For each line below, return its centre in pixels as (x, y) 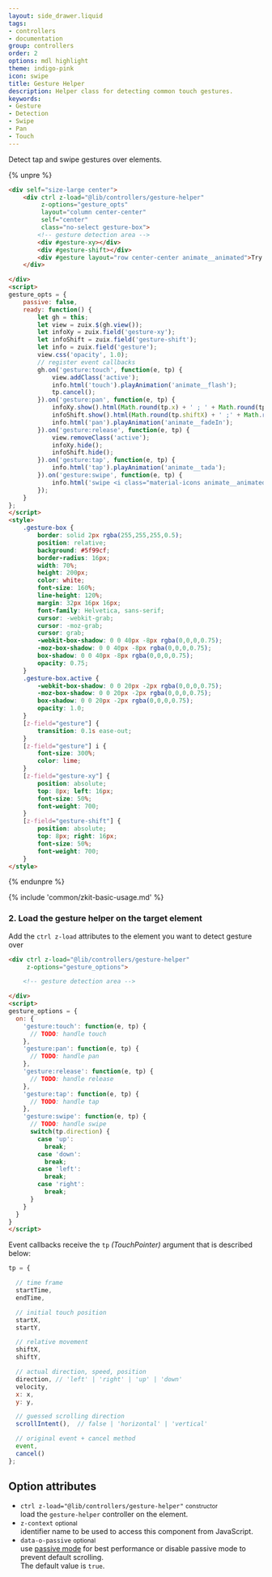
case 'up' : (56, 1139)
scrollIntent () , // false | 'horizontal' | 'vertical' (112, 1424)
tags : (17, 23)
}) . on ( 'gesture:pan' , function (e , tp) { (106, 400)
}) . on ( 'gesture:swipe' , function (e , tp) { (110, 475)
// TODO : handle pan (64, 1057)
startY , (29, 1328)
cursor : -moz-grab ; (70, 625)
